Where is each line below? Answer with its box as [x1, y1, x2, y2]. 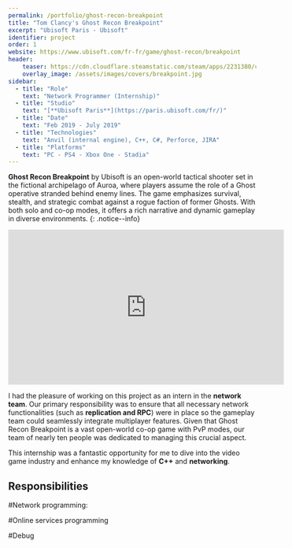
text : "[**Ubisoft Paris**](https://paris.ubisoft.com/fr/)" [22, 107, 227, 115]
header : [8, 56, 34, 64]
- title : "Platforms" [15, 143, 87, 151]
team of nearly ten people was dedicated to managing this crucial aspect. [8, 433, 247, 442]
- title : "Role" [15, 84, 68, 93]
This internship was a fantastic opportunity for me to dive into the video [8, 448, 240, 457]
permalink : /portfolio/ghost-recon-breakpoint [8, 11, 164, 20]
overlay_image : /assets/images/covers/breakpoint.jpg [22, 70, 202, 78]
